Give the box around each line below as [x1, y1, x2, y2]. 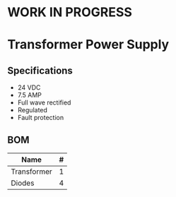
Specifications [7, 64, 73, 76]
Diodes [11, 178, 35, 188]
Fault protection [17, 114, 64, 122]
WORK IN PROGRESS [7, 4, 133, 20]
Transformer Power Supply [7, 37, 170, 53]
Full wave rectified [17, 98, 71, 107]
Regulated [17, 106, 48, 114]
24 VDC [17, 83, 41, 92]
